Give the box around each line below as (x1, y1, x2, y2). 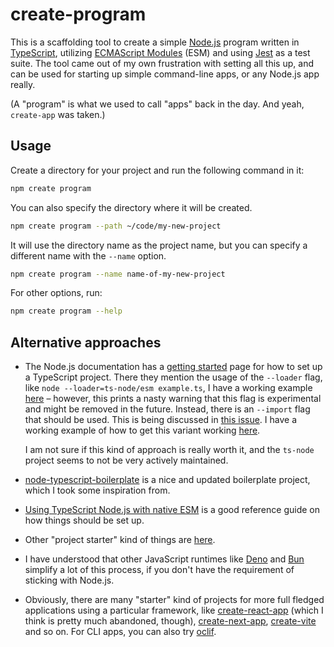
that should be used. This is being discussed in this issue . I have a (24, 414, 298, 426)
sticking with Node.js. (24, 574, 115, 587)
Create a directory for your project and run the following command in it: (10, 164, 305, 176)
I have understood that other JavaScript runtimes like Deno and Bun (24, 553, 305, 565)
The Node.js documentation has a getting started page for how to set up (24, 361, 323, 373)
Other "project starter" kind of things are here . (24, 534, 216, 546)
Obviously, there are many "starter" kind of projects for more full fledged (24, 594, 325, 606)
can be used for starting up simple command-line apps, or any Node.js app (10, 68, 320, 80)
